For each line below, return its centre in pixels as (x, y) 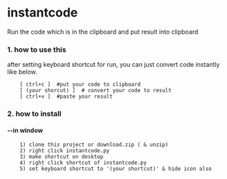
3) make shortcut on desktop (62, 157)
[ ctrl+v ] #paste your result (66, 97)
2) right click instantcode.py (65, 151)
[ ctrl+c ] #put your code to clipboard (80, 85)
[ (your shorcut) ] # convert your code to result (96, 91)
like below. (22, 72)
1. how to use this (37, 50)
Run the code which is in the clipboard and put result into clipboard (103, 32)
